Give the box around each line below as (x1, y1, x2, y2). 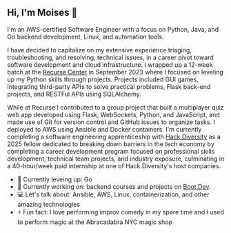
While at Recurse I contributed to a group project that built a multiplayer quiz (7, 103, 224, 111)
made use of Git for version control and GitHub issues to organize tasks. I (7, 118, 216, 126)
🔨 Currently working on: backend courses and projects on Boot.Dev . (17, 182, 211, 190)
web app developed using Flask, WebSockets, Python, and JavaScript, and (7, 110, 221, 119)
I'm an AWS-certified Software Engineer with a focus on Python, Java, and (7, 25, 219, 33)
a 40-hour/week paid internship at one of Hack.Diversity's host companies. (7, 161, 221, 170)
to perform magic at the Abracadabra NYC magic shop (17, 218, 172, 226)
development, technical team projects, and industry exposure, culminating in (7, 154, 225, 163)
